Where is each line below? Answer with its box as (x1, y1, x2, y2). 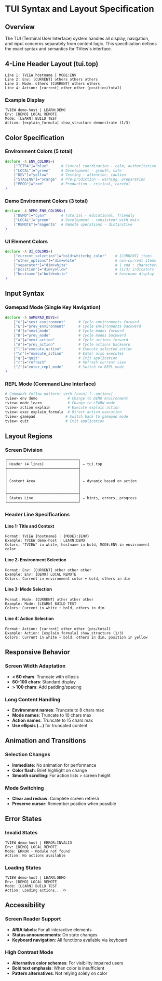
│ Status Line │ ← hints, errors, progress (5, 496, 137, 501)
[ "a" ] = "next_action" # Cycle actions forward (13, 338, 129, 343)
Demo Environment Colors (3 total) (5, 197, 88, 204)
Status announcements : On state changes (12, 932, 98, 937)
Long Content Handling (5, 696, 61, 703)
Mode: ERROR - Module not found (5, 849, 70, 854)
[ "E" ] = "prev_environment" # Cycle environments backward (13, 324, 141, 329)
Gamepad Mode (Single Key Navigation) (5, 304, 101, 311)
